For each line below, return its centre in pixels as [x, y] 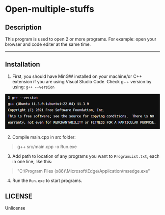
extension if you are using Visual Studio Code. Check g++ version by [82, 81]
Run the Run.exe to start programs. [47, 180]
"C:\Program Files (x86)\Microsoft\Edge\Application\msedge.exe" [83, 171]
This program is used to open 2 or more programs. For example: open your [81, 39]
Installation [23, 64]
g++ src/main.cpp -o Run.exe [47, 147]
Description [23, 27]
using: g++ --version [33, 87]
